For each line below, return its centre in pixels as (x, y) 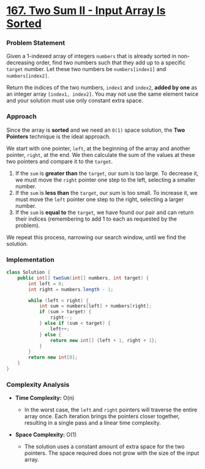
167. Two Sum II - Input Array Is (86, 11)
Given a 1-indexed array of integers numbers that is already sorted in (91, 56)
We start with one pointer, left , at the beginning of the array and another (99, 148)
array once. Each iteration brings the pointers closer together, (102, 416)
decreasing (20, 63)
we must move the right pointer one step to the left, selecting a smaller (105, 180)
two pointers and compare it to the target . (60, 161)
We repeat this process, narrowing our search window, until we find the (96, 237)
